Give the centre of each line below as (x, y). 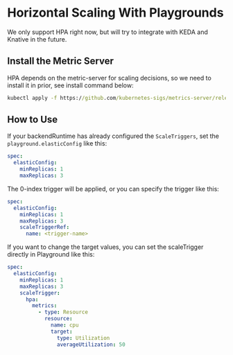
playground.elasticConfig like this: (57, 144)
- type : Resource (63, 312)
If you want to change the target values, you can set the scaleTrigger (105, 247)
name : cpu (65, 325)
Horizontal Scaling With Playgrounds (115, 13)
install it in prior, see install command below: (70, 85)
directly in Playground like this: (51, 254)
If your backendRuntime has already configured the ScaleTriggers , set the (113, 136)
